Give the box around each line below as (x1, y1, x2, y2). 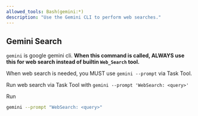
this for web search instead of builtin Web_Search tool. (6, 58, 140, 65)
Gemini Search (6, 36, 62, 46)
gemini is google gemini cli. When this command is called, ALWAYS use (6, 52, 185, 59)
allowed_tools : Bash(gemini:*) (6, 8, 84, 15)
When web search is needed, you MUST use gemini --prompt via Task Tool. (6, 70, 193, 77)
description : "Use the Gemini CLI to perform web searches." (6, 14, 162, 20)
